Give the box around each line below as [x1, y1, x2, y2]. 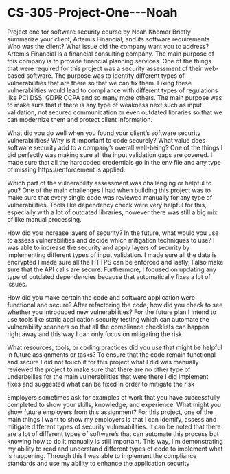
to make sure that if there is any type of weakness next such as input [7, 101, 203, 109]
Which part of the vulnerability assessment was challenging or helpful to [7, 178, 212, 187]
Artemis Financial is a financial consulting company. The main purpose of [7, 50, 215, 58]
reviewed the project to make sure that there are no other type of [7, 365, 191, 373]
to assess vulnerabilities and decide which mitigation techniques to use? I [7, 236, 215, 244]
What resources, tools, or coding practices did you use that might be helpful [7, 343, 222, 351]
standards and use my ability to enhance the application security [7, 459, 190, 467]
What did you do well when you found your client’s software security [7, 129, 201, 137]
